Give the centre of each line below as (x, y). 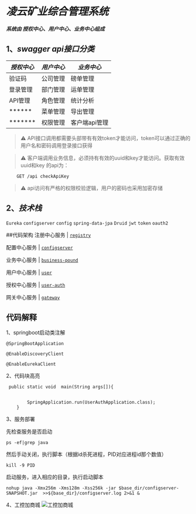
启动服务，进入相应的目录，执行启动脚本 (55, 477)
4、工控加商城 (23, 505)
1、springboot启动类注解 (36, 333)
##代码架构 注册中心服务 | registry (49, 235)
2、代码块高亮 (23, 376)
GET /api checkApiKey (43, 176)
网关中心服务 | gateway (33, 297)
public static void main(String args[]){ (61, 387)
